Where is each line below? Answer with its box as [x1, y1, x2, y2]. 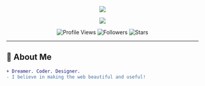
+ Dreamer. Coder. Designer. [6, 68, 81, 74]
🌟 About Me [6, 52, 52, 62]
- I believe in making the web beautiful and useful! [6, 74, 146, 80]
